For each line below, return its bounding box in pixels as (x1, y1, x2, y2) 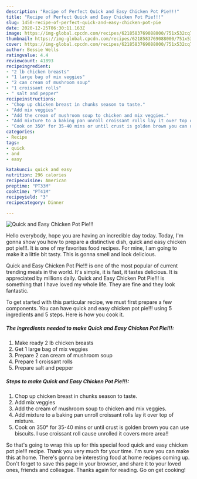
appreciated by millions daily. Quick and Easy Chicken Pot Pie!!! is (6, 274, 165, 282)
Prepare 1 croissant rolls (14, 358, 73, 365)
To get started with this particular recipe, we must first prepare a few (6, 299, 172, 306)
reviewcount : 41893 (6, 58, 54, 63)
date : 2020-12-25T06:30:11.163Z (6, 25, 85, 31)
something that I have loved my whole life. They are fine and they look (6, 281, 175, 288)
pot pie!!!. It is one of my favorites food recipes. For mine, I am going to (6, 244, 178, 252)
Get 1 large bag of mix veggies (14, 346, 89, 353)
